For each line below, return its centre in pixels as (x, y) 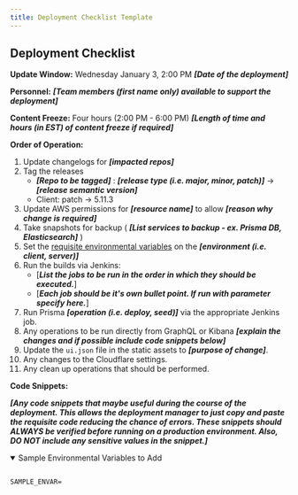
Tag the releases (53, 171)
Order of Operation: (47, 145)
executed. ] (57, 284)
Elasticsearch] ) (53, 237)
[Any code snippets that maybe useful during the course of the (128, 403)
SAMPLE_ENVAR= (36, 482)
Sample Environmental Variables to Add (90, 458)
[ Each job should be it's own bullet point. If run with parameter (153, 294)
